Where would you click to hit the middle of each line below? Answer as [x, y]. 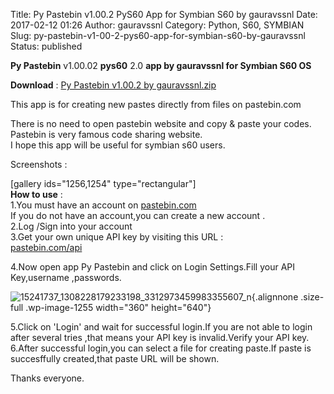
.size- [312, 297]
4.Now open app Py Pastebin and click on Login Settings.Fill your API [153, 267]
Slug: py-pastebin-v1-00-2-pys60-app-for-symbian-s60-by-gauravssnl [158, 35]
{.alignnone [275, 297]
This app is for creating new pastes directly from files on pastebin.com [156, 104]
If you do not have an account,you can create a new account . [138, 215]
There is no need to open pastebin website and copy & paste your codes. [161, 123]
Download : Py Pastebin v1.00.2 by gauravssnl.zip [113, 85]
